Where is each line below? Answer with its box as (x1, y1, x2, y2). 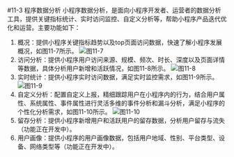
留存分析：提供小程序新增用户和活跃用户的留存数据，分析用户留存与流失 (17, 117, 225, 124)
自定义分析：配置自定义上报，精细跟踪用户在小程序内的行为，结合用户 (17, 90, 219, 99)
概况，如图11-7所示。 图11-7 (17, 47, 104, 55)
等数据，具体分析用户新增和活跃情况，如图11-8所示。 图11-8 (17, 65, 196, 72)
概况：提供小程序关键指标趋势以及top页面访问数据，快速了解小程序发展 (17, 38, 223, 47)
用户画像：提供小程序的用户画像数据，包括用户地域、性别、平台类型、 (17, 134, 219, 142)
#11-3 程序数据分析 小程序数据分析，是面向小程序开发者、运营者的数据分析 (7, 6, 221, 14)
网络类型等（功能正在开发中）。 (29, 142, 118, 151)
